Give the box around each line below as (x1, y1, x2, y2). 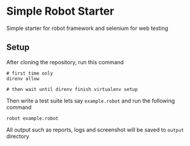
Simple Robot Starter (6, 4, 114, 18)
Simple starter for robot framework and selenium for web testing (6, 24, 169, 32)
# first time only (6, 70, 53, 76)
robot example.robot (6, 115, 59, 122)
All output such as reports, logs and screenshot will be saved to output (6, 126, 185, 133)
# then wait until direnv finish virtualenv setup (6, 86, 138, 92)
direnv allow (6, 75, 40, 82)
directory (6, 133, 29, 140)
